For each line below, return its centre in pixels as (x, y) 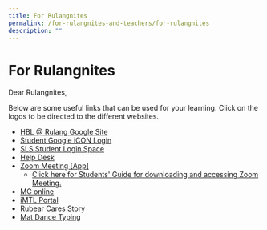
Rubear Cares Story (53, 208)
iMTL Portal (39, 200)
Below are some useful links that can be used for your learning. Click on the (133, 108)
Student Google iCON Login (66, 140)
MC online (37, 192)
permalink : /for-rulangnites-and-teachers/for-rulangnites (109, 23)
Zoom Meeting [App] (55, 166)
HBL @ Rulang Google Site (64, 132)
